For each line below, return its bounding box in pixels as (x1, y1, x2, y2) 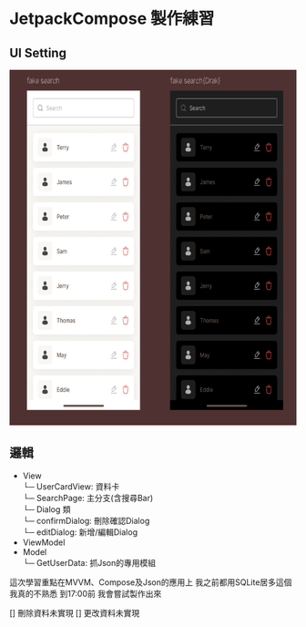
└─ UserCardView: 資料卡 (22, 480, 120, 492)
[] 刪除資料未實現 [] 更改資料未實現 (9, 607, 140, 618)
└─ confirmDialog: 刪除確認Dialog (22, 515, 150, 526)
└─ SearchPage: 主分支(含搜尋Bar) (22, 492, 154, 503)
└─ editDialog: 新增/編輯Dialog (22, 526, 138, 538)
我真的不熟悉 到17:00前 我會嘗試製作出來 (9, 588, 162, 599)
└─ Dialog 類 (22, 503, 71, 515)
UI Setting (9, 45, 66, 60)
